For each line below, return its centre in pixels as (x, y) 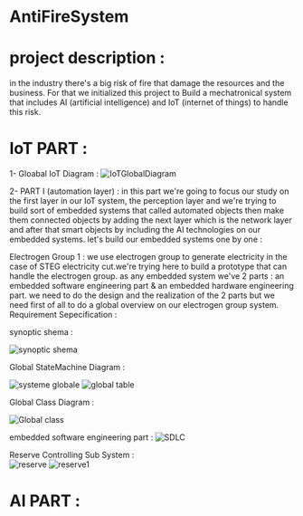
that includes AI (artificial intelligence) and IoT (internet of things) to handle (149, 102)
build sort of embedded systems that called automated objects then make (147, 211)
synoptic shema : (42, 332)
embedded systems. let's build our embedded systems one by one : (136, 239)
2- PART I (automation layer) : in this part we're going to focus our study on (149, 191)
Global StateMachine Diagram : (67, 368)
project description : (87, 58)
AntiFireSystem (69, 17)
